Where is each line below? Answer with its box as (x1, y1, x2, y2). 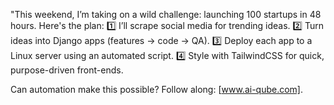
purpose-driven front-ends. (10, 64, 124, 76)
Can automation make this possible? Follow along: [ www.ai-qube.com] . (10, 84, 304, 95)
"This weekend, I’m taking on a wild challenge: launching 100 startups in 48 (10, 9, 322, 20)
